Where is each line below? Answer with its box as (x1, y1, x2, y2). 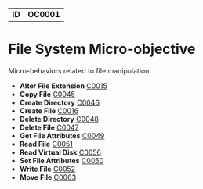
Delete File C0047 (19, 123, 79, 132)
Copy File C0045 (19, 89, 76, 98)
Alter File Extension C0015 (19, 81, 107, 91)
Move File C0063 (19, 172, 77, 182)
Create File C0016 (19, 105, 79, 116)
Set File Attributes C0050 (19, 155, 104, 165)
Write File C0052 (19, 164, 76, 173)
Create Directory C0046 (19, 98, 100, 107)
